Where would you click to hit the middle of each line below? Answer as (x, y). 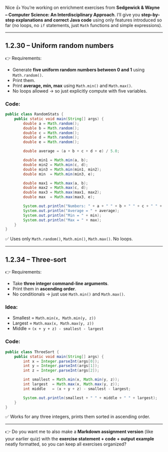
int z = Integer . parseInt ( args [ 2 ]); (61, 370)
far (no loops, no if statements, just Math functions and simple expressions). (84, 25)
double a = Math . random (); (51, 123)
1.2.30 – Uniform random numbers (59, 46)
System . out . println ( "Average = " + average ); (71, 210)
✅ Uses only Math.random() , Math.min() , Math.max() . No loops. (69, 239)
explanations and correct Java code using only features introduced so (89, 20)
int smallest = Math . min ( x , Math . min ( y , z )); (71, 379)
